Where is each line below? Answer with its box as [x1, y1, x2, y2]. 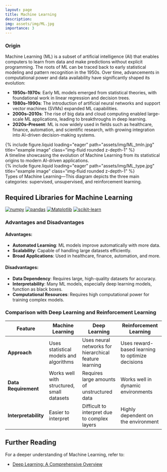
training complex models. [12, 297, 65, 303]
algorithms [49, 358, 74, 365]
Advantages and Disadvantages [5, 219, 84, 226]
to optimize [120, 352, 147, 359]
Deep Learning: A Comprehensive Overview [12, 461, 103, 467]
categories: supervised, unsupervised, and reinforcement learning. [5, 179, 142, 185]
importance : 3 [5, 26, 35, 31]
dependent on [120, 412, 154, 419]
